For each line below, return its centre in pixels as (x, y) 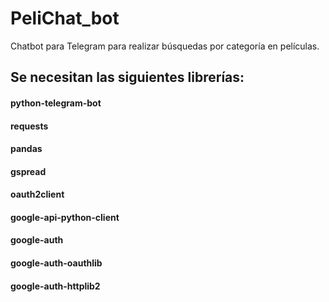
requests (29, 126)
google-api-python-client (65, 217)
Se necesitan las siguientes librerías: (127, 77)
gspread (28, 171)
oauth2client (37, 194)
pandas (26, 149)
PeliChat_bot (65, 18)
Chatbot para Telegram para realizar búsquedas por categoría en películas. (165, 46)
